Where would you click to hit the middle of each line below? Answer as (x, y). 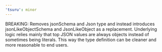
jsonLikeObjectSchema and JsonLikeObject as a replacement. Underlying (81, 29)
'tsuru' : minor (21, 10)
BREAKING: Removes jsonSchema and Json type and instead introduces (80, 24)
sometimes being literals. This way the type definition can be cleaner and (81, 40)
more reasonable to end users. (37, 45)
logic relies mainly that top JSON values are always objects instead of (77, 34)
